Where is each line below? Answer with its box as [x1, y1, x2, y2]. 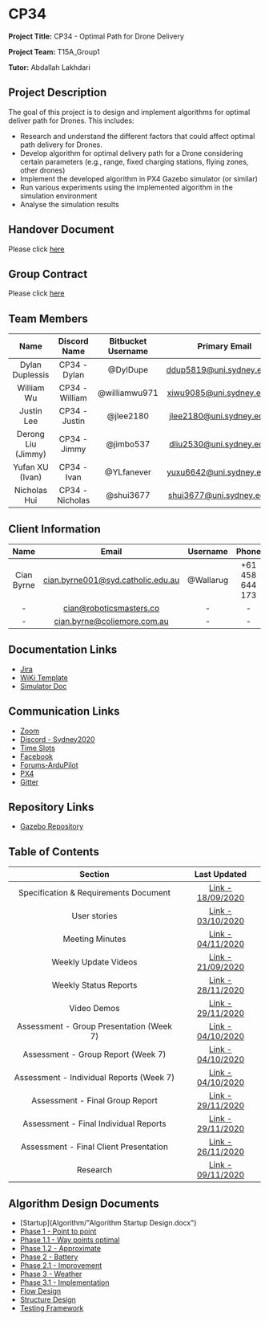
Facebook [19, 752, 54, 761]
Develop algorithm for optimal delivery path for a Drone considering [19, 148, 243, 157]
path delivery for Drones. [19, 140, 102, 149]
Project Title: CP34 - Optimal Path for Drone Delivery [8, 31, 184, 41]
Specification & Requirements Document [18, 887, 171, 899]
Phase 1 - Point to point [19, 1226, 97, 1237]
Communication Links [8, 704, 120, 719]
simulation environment [19, 190, 98, 201]
